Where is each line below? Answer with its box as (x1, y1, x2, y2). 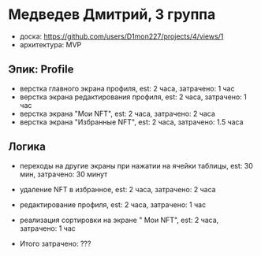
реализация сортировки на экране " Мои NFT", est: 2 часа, (19, 215, 219, 224)
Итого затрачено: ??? (19, 239, 91, 248)
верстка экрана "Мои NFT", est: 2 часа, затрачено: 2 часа (19, 109, 215, 118)
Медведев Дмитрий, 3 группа (8, 6, 216, 24)
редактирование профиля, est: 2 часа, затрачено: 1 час (19, 199, 207, 210)
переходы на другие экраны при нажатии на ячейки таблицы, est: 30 (19, 161, 254, 170)
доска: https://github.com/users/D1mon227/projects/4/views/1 (19, 32, 224, 41)
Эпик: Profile (8, 63, 74, 76)
